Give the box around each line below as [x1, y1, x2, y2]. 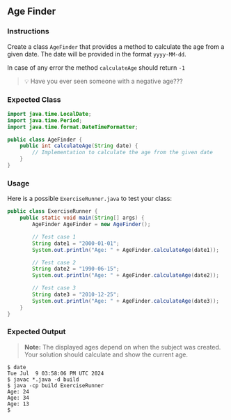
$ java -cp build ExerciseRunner [7, 382, 104, 389]
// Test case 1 [32, 233, 77, 240]
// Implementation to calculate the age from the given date [32, 149, 214, 156]
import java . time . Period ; [7, 117, 82, 124]
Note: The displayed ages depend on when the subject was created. [24, 343, 221, 351]
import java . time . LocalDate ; [7, 110, 92, 117]
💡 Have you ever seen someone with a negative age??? [24, 77, 183, 85]
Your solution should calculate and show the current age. [24, 350, 189, 359]
